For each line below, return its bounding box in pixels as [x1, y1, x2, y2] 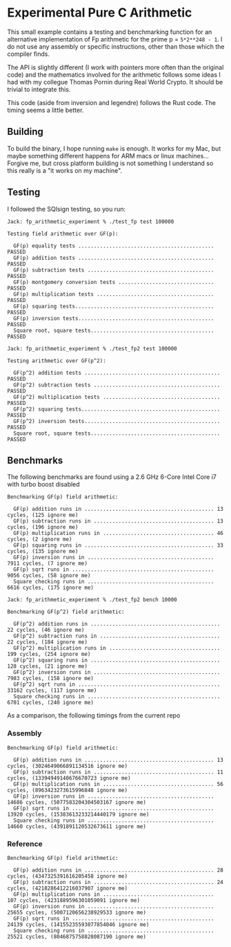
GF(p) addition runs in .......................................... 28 [13, 866, 224, 874]
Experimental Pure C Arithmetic [7, 5, 192, 21]
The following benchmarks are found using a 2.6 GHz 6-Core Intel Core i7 [7, 473, 217, 481]
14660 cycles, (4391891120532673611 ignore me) [7, 823, 147, 830]
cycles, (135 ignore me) [7, 548, 79, 555]
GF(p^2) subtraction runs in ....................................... [13, 632, 221, 640]
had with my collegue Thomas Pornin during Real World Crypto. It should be [7, 77, 223, 86]
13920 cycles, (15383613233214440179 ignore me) [7, 811, 150, 818]
